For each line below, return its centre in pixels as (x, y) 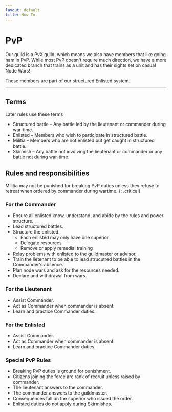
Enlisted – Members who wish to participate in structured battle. (80, 135)
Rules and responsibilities (47, 173)
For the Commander (31, 204)
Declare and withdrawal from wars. (50, 276)
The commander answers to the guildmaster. (60, 393)
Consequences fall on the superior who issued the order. (73, 399)
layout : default (23, 10)
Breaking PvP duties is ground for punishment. (62, 371)
